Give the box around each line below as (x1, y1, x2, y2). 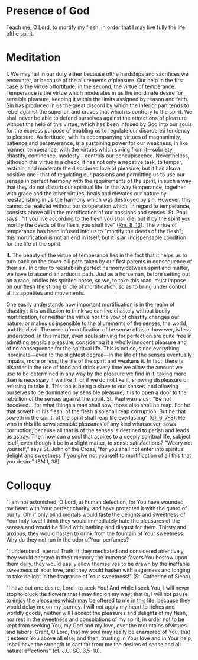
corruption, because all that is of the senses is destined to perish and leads (6, 426, 189, 433)
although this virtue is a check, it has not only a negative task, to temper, (6, 158, 183, 165)
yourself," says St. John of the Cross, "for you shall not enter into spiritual (6, 445, 185, 452)
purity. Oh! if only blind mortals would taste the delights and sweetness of (6, 511, 186, 518)
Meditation (6, 51, 61, 65)
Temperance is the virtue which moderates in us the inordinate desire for (6, 89, 183, 96)
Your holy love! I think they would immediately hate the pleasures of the (6, 517, 180, 524)
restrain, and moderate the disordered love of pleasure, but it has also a (6, 165, 181, 172)
